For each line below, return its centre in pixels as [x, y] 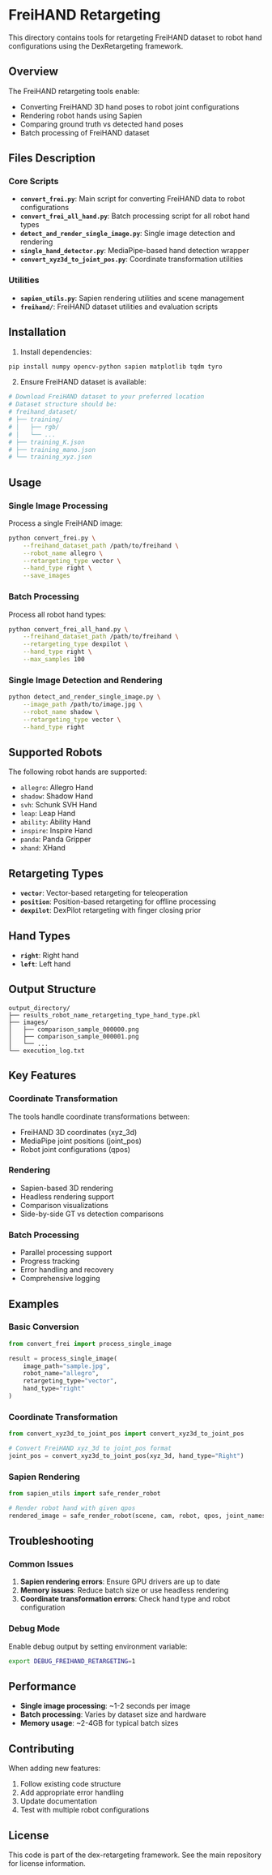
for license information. [47, 1864]
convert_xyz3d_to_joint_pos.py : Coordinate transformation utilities [132, 259]
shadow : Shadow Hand [57, 796]
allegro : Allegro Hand [57, 788]
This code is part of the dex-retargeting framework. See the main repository [135, 1855]
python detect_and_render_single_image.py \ [85, 697]
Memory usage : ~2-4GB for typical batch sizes [99, 1723]
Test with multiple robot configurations [85, 1810]
